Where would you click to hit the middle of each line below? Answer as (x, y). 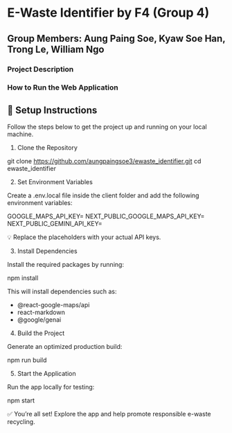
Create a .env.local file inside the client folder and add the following (103, 195)
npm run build (27, 360)
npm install (23, 278)
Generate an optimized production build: (65, 347)
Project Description (41, 69)
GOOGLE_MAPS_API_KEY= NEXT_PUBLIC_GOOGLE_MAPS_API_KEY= (106, 216)
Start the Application (46, 374)
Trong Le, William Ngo (56, 49)
